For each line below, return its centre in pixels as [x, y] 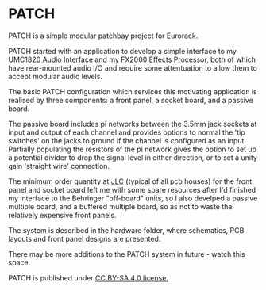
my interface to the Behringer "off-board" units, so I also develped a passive [133, 198]
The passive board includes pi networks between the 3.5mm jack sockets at [133, 124]
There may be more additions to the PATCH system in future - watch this [127, 254]
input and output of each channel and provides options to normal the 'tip [127, 132]
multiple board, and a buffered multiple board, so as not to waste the [120, 206]
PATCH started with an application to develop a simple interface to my [122, 51]
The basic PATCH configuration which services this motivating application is [133, 91]
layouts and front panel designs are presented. [85, 238]
